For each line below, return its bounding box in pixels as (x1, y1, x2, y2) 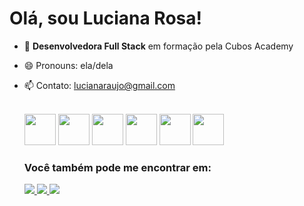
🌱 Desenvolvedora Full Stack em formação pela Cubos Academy (23, 40, 294, 52)
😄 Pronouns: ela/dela (23, 59, 114, 71)
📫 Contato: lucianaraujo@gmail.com (23, 79, 176, 91)
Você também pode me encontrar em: (23, 160, 212, 174)
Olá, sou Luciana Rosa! (9, 7, 202, 30)
